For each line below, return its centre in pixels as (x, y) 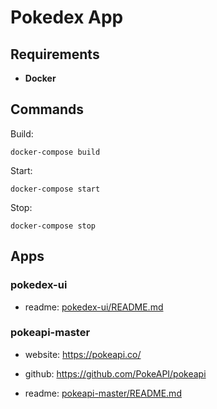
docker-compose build (55, 152)
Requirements (55, 54)
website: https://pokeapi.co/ (83, 354)
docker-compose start (55, 189)
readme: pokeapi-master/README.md (103, 393)
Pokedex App (67, 17)
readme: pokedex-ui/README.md (94, 307)
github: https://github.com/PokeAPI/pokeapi (115, 373)
